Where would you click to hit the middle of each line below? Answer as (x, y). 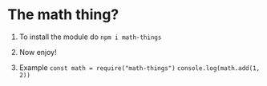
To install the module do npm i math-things (90, 37)
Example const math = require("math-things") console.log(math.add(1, (140, 67)
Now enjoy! (38, 52)
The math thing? (63, 15)
